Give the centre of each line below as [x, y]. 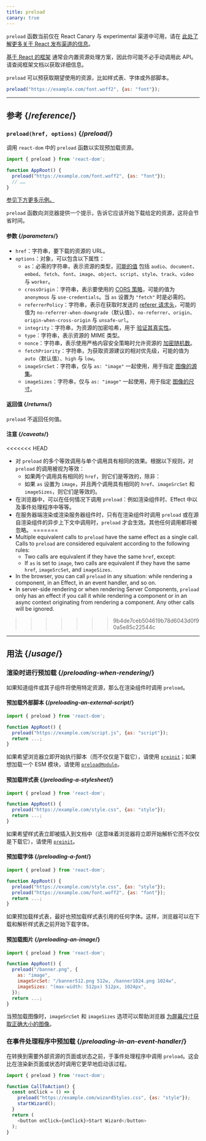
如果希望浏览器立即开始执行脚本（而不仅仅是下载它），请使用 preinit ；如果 [101, 757]
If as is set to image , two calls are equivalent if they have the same [107, 563]
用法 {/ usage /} [35, 654]
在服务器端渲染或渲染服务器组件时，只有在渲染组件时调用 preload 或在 [104, 515]
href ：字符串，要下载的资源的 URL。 [62, 251]
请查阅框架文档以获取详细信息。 [47, 65]
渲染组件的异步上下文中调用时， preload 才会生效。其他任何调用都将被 [109, 522]
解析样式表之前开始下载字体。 [55, 924]
